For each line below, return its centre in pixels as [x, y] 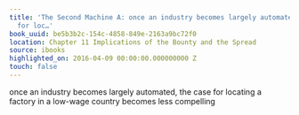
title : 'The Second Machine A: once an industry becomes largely [133, 17]
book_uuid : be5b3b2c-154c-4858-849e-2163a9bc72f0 [103, 34]
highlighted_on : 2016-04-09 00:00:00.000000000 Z [103, 58]
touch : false [33, 67]
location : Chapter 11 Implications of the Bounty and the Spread [133, 42]
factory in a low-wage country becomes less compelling [113, 101]
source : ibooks [37, 50]
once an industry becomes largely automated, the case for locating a [136, 92]
